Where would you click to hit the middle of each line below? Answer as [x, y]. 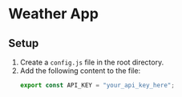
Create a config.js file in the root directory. [92, 62]
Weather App [53, 14]
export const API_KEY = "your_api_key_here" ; [97, 85]
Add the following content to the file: [80, 71]
